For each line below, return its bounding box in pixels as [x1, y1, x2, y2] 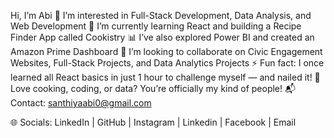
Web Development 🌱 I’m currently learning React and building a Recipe [10, 20, 302, 32]
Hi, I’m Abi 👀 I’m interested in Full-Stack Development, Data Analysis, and [10, 10, 312, 21]
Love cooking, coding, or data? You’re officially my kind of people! [10, 83, 283, 94]
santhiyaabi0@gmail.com [47, 97, 152, 109]
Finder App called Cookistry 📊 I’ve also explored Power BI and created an [10, 31, 315, 43]
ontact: [10, 97, 47, 109]
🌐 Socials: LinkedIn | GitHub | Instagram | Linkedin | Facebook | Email [10, 116, 297, 128]
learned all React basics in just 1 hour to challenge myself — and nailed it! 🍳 [10, 71, 321, 83]
